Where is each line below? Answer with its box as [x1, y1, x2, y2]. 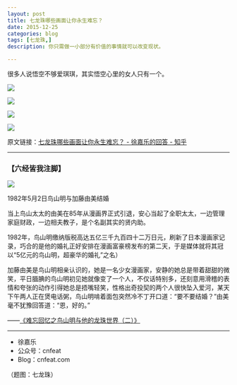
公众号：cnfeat [17, 347, 61, 355]
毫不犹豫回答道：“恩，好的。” [7, 301, 90, 309]
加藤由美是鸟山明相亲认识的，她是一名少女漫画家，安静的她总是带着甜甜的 [7, 266, 224, 274]
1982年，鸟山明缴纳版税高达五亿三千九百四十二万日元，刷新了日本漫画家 [7, 233, 219, 242]
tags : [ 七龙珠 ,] [7, 37, 52, 44]
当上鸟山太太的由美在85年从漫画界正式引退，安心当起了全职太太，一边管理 [7, 209, 225, 218]
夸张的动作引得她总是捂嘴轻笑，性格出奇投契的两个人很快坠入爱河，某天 [19, 283, 230, 292]
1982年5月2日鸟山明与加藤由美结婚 [7, 194, 109, 203]
